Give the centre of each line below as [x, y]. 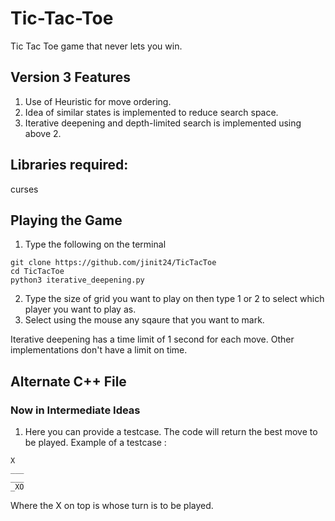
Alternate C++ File [68, 381]
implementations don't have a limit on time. [99, 350]
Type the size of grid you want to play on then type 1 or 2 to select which [174, 299]
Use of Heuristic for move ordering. [98, 101]
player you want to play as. [80, 309]
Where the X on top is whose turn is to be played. [112, 506]
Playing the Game [66, 220]
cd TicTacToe [37, 272]
